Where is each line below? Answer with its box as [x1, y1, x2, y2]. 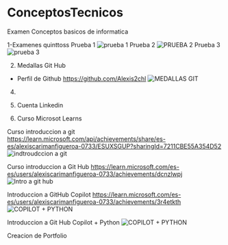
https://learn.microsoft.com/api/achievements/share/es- [7, 135, 166, 143]
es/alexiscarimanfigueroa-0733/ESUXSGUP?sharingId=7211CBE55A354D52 [7, 142, 222, 150]
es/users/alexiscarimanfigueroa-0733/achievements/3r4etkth [7, 197, 181, 206]
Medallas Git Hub [16, 61, 66, 69]
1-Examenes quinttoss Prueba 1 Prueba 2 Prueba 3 [7, 40, 220, 49]
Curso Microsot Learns [16, 114, 82, 122]
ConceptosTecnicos [7, 5, 123, 21]
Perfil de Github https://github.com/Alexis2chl [16, 74, 147, 83]
